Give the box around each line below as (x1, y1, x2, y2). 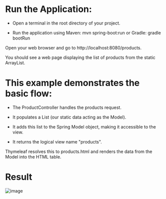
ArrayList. (5, 59, 25, 65)
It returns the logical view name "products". (12, 138, 102, 144)
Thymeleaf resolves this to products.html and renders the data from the (5, 148, 152, 154)
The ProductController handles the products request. (12, 104, 121, 110)
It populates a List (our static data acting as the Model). (12, 114, 126, 120)
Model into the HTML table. (5, 153, 61, 159)
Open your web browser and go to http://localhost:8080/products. (5, 44, 142, 50)
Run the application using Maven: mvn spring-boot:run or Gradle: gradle (12, 29, 161, 35)
